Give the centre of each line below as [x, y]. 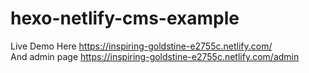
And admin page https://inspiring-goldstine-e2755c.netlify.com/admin [155, 56]
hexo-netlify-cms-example [125, 18]
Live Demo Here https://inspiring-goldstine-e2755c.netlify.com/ [141, 46]
